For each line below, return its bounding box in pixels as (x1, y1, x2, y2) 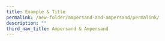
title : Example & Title (6, 8, 66, 15)
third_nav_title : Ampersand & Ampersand (6, 25, 109, 32)
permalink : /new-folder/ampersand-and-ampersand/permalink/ (6, 14, 160, 20)
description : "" (6, 20, 47, 26)
